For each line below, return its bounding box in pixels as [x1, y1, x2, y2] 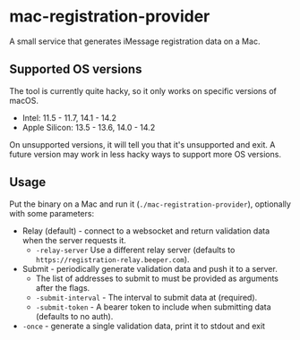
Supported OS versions [9, 62, 142, 77]
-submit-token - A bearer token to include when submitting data [35, 302, 271, 312]
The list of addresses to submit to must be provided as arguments [35, 273, 279, 284]
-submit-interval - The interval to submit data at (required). [35, 292, 258, 302]
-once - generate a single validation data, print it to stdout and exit [21, 320, 266, 331]
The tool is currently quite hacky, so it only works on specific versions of [9, 85, 278, 96]
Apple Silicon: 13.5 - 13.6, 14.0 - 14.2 [21, 122, 156, 132]
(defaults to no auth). [35, 310, 114, 321]
